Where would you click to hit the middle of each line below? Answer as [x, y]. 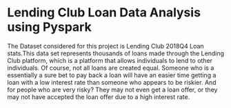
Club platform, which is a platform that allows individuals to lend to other [110, 60]
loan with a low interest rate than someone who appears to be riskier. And [112, 82]
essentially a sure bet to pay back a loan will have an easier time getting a [112, 75]
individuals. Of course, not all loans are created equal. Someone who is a [111, 68]
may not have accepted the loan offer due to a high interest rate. [99, 96]
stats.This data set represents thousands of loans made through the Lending [115, 53]
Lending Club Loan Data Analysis [104, 13]
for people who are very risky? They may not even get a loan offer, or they [112, 90]
